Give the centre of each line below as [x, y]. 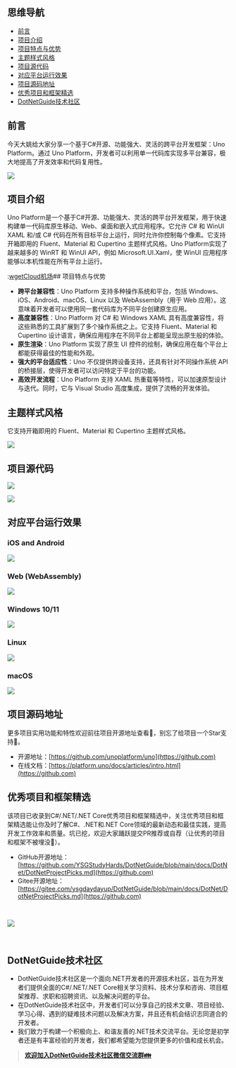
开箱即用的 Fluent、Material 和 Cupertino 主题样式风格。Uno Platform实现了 [117, 244]
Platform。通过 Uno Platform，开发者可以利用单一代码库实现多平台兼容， [113, 153]
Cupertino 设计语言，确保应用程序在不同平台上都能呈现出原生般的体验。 [122, 335]
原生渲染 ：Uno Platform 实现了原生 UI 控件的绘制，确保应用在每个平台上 [123, 344]
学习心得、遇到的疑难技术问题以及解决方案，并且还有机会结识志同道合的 [122, 1014]
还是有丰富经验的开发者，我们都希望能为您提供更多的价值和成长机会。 [125, 1041]
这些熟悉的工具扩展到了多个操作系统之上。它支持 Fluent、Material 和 [117, 327]
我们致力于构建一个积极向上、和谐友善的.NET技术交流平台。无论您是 [117, 1031]
